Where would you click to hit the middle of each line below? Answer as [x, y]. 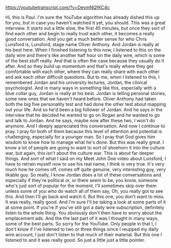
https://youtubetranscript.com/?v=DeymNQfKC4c [57, 7]
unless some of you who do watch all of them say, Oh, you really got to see [84, 191]
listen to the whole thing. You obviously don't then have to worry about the [84, 213]
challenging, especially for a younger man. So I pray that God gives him [80, 137]
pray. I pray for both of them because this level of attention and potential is [84, 131]
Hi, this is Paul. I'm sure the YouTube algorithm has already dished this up [82, 17]
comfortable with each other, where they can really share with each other [82, 72]
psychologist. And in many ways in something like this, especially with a [81, 88]
